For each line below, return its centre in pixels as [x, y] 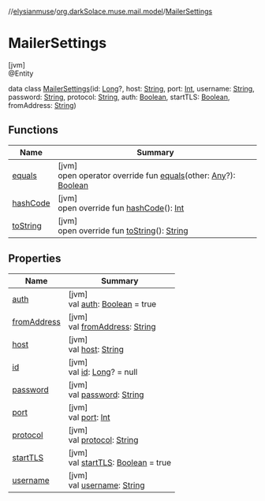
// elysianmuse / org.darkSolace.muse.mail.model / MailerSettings [110, 11]
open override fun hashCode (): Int [121, 208]
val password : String [106, 395]
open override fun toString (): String [123, 230]
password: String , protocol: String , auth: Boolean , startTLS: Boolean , [119, 97]
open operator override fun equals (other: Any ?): [147, 175]
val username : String [106, 485]
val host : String [96, 349]
